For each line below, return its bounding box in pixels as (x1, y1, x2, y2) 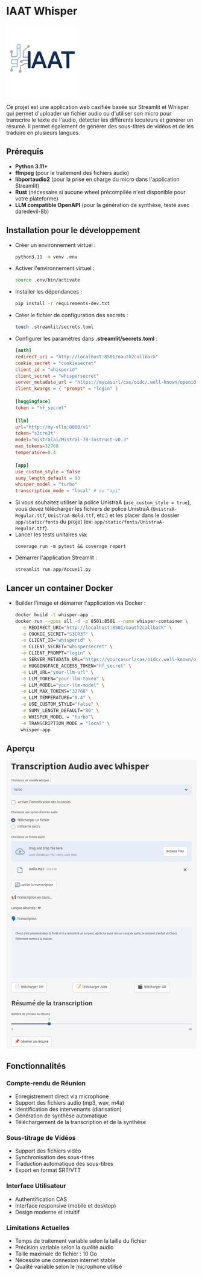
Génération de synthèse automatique (14, 1112, 107, 1119)
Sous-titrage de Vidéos (6, 1133, 76, 1142)
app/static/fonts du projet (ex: (14, 518, 93, 525)
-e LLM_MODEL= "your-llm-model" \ (21, 682, 105, 688)
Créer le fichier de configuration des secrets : (14, 312, 128, 319)
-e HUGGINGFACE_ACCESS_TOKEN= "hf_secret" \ (21, 663, 131, 669)
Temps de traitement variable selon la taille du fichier (14, 1237, 147, 1245)
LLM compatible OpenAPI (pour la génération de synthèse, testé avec (14, 201, 190, 208)
